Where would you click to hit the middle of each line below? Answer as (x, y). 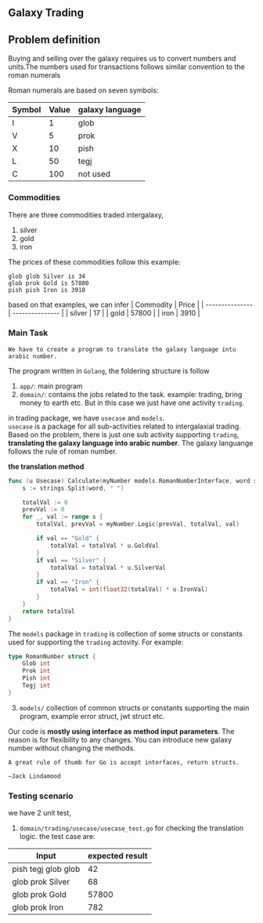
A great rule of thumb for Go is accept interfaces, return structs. (124, 762)
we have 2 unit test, (40, 813)
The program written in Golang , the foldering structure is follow (109, 370)
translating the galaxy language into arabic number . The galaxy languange (131, 443)
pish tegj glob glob (46, 869)
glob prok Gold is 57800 (49, 283)
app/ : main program (51, 386)
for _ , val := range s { (63, 517)
